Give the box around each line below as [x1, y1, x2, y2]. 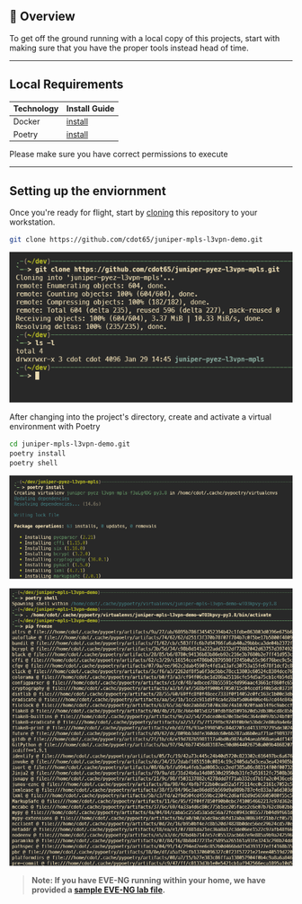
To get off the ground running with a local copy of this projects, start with [9, 32, 280, 43]
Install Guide [66, 103, 115, 114]
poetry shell [9, 459, 58, 468]
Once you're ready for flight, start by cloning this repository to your [9, 207, 258, 217]
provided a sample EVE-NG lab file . [31, 884, 166, 895]
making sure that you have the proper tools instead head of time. [9, 42, 249, 53]
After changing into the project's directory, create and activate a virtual [9, 412, 272, 422]
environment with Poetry [9, 421, 101, 432]
